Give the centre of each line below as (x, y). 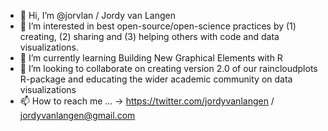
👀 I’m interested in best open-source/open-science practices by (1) (158, 26)
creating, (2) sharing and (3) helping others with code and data (149, 36)
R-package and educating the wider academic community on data (156, 79)
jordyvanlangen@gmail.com (77, 115)
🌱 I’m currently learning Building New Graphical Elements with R (151, 58)
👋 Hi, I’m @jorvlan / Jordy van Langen (97, 15)
